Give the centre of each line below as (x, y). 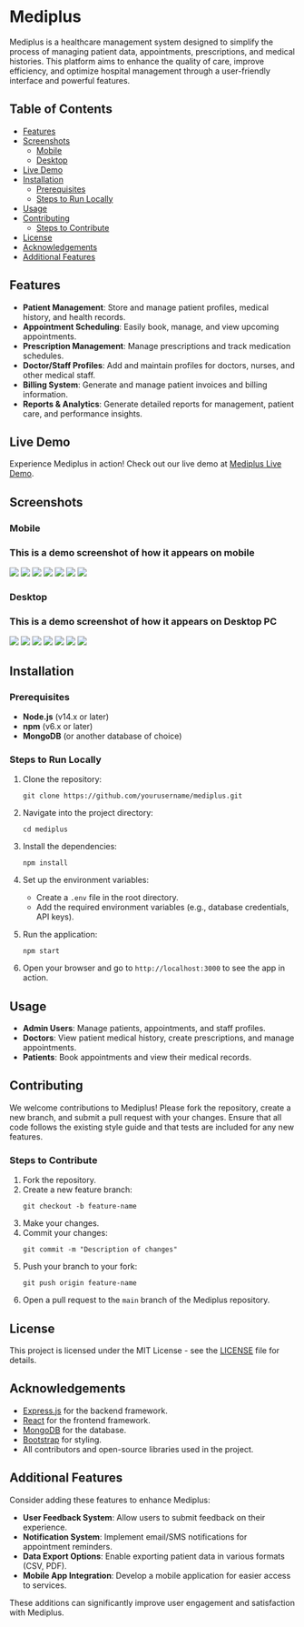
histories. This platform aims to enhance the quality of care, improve (137, 61)
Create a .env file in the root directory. (107, 898)
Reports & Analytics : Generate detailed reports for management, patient (158, 404)
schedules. (43, 356)
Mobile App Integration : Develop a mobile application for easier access (157, 1575)
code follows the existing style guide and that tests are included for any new (152, 1127)
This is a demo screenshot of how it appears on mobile (132, 552)
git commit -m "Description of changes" (100, 1250)
